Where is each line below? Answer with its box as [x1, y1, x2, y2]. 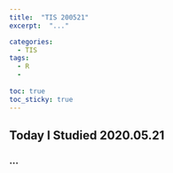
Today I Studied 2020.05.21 [9, 128, 165, 143]
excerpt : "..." [9, 21, 69, 30]
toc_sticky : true [9, 95, 74, 104]
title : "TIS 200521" [9, 12, 90, 22]
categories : [9, 37, 53, 46]
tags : [9, 54, 29, 63]
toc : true [9, 86, 46, 96]
